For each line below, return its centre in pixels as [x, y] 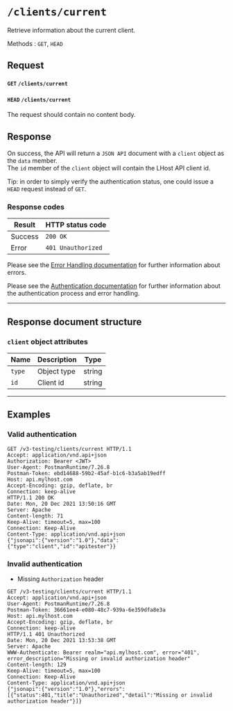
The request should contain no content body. [72, 115]
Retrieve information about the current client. [71, 30]
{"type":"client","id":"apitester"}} [62, 546]
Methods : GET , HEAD [35, 43]
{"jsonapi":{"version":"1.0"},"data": [63, 540]
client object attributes [48, 342]
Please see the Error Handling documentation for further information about [114, 265]
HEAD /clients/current [39, 99]
